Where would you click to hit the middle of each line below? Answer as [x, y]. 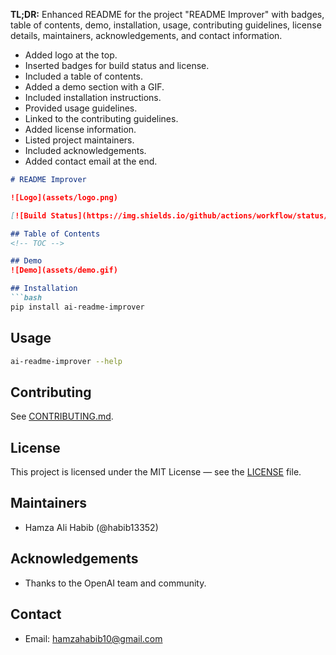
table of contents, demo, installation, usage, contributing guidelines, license [166, 25]
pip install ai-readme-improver [77, 307]
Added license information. [80, 129]
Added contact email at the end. [91, 161]
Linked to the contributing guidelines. [101, 118]
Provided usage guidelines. [81, 108]
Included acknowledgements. [85, 150]
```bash [26, 298]
